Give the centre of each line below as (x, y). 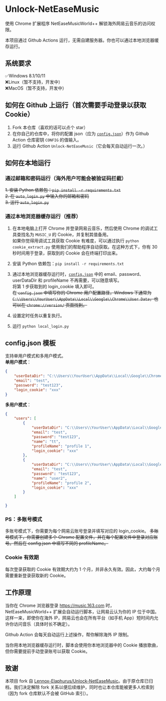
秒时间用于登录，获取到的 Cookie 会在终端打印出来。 (66, 253)
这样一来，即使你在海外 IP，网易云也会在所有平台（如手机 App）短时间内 (80, 618)
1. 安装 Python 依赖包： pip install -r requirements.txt (63, 190)
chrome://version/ (45, 305)
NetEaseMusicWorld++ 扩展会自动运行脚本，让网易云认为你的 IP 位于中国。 (82, 611)
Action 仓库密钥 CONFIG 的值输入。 (47, 140)
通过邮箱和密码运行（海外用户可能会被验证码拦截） (66, 178)
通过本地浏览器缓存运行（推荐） (43, 216)
